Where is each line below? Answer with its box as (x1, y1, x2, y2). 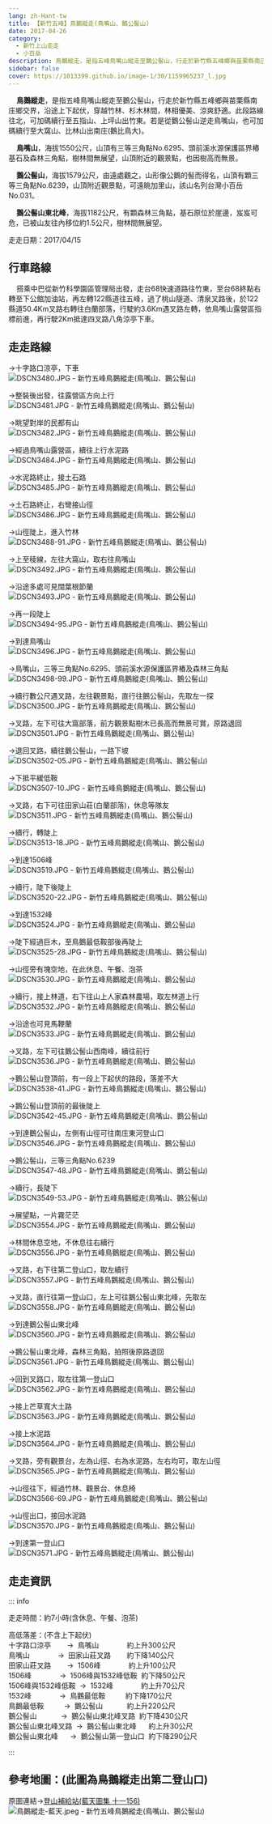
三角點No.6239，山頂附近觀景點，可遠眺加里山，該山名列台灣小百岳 (15, 180, 244, 190)
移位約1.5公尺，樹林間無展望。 (64, 218, 167, 227)
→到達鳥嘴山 (8, 636, 51, 646)
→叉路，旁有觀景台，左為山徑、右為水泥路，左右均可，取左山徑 (8, 1456, 221, 1466)
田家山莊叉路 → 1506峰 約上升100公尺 (8, 1660, 176, 1670)
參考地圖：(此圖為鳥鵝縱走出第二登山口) (8, 1773, 208, 1787)
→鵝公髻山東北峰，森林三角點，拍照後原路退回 (8, 1347, 164, 1357)
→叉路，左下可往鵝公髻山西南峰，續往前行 (8, 1046, 151, 1057)
